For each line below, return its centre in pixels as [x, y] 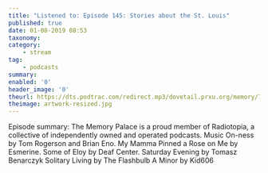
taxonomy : [25, 38]
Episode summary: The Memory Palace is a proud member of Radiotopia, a [132, 127]
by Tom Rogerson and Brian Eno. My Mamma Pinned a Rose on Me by [123, 144]
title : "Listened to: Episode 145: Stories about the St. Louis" [119, 15]
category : [25, 45]
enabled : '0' [30, 82]
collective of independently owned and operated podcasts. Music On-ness [131, 135]
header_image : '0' [39, 89]
